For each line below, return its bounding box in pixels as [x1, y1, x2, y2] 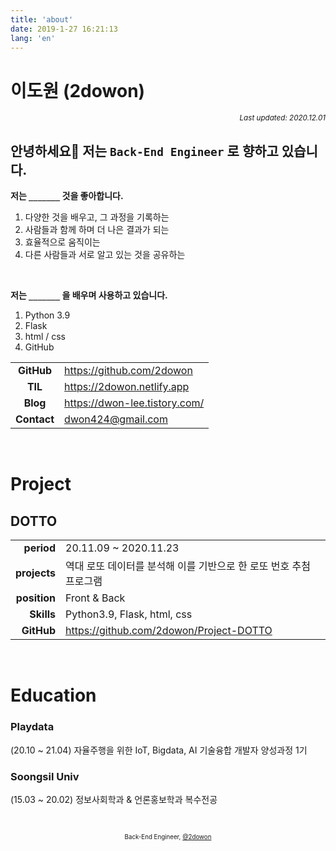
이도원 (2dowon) [10, 79, 146, 102]
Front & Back [65, 591, 126, 605]
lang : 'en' [10, 33, 56, 43]
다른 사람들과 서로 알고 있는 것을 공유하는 [24, 249, 186, 261]
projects [15, 566, 57, 580]
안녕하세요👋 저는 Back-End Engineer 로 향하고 [10, 142, 279, 160]
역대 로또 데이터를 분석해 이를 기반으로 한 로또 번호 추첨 [65, 559, 311, 573]
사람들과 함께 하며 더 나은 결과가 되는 [24, 224, 170, 236]
